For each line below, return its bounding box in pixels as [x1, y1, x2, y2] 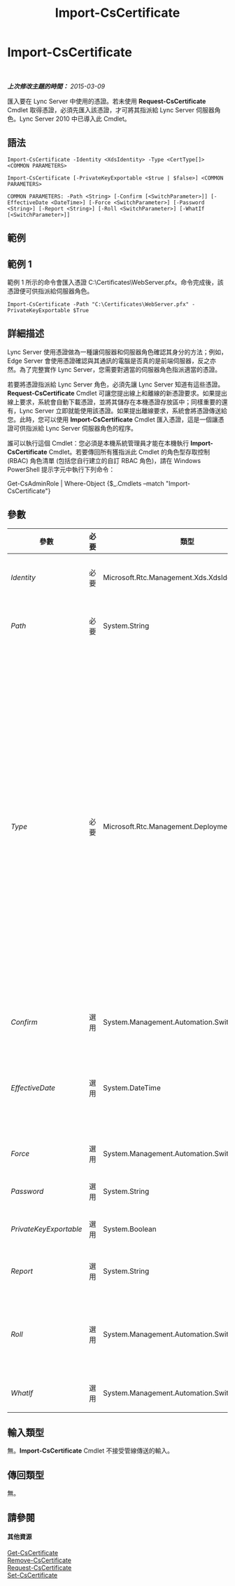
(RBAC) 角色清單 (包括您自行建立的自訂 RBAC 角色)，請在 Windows [7, 456, 201, 464]
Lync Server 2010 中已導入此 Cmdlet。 [19, 114, 131, 123]
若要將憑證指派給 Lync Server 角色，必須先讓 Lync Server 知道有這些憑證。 [7, 380, 225, 389]
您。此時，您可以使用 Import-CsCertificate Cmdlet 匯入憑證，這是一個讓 [7, 415, 218, 424]
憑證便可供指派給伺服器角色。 [7, 286, 93, 295]
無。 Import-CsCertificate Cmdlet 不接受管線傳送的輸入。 [7, 1446, 173, 1455]
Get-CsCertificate [7, 1548, 58, 1557]
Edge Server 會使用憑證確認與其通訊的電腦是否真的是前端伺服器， [7, 356, 198, 365]
